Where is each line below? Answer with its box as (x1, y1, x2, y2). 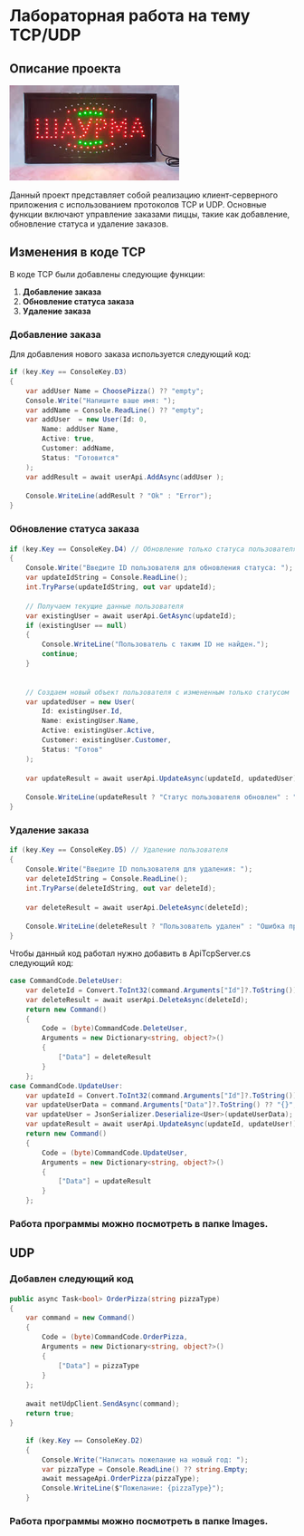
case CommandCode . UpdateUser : (9, 1081, 124, 1090)
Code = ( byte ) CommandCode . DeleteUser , (42, 1024, 188, 1033)
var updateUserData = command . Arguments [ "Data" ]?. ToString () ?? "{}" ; (25, 1100, 298, 1110)
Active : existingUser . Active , (42, 726, 156, 735)
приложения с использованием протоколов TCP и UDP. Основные (9, 199, 267, 209)
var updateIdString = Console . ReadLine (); (25, 573, 188, 583)
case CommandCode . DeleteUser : (9, 976, 124, 986)
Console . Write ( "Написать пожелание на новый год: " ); (42, 1455, 249, 1464)
